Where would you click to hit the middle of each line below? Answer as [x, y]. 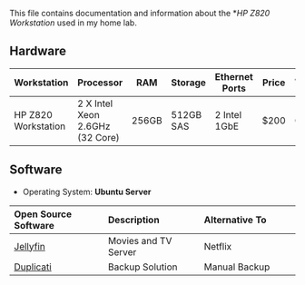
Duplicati [33, 267]
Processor [100, 83]
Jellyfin [30, 246]
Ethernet [234, 76]
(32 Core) [98, 137]
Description [134, 220]
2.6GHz [93, 126]
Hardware [38, 51]
